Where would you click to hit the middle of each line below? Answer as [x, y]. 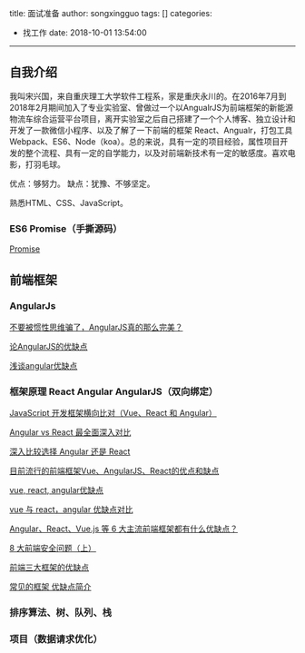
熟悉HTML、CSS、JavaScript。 [69, 203]
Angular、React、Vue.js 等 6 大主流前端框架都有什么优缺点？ [124, 529]
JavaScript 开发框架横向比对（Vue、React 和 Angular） [113, 413]
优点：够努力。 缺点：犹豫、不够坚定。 [82, 183]
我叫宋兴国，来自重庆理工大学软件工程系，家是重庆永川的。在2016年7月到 [148, 96]
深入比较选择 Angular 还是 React [70, 451]
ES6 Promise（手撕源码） [66, 228]
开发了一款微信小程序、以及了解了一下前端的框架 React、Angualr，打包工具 [151, 130]
